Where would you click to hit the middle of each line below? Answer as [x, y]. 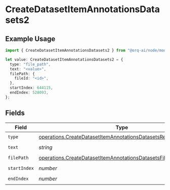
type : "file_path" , [30, 64]
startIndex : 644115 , [31, 88]
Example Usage [30, 39]
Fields [15, 113]
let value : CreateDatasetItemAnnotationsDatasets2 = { [64, 59]
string [46, 147]
